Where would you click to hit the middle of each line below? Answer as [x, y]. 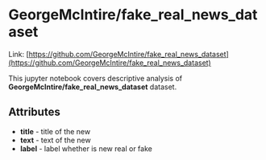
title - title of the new [55, 131]
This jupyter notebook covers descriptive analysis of [96, 78]
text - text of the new [55, 140]
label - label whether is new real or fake [86, 148]
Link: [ [19, 54]
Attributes [34, 112]
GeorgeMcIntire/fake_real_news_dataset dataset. [93, 87]
